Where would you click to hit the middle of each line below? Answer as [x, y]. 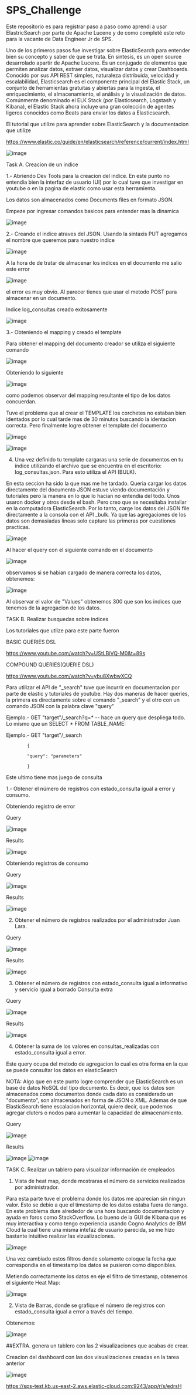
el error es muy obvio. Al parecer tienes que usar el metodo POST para [92, 292]
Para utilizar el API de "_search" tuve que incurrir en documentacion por [93, 687]
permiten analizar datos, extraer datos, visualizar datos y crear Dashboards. [97, 69]
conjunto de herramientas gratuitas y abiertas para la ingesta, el [83, 87]
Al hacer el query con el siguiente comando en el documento [80, 550]
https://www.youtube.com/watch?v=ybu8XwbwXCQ [69, 676]
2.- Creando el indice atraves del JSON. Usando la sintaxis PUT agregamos [97, 234]
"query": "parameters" [55, 756]
